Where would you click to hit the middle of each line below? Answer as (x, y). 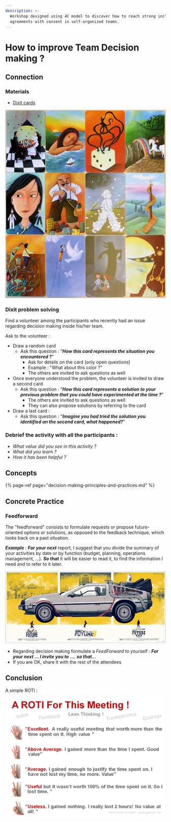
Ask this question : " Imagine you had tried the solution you (83, 417)
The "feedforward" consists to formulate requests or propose (69, 527)
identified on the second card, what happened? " (73, 422)
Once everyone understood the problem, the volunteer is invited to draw (88, 378)
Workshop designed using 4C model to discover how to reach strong (83, 16)
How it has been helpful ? (39, 457)
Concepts (21, 473)
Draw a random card (34, 346)
